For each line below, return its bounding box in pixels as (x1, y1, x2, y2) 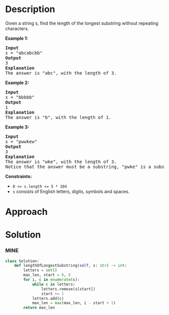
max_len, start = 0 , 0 (23, 273, 71, 278)
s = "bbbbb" (5, 94, 35, 100)
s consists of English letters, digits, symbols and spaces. (12, 188, 130, 194)
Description (5, 4, 55, 15)
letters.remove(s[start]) (41, 286, 96, 291)
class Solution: (5, 258, 39, 264)
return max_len (23, 305, 55, 310)
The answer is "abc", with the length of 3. (5, 70, 117, 76)
